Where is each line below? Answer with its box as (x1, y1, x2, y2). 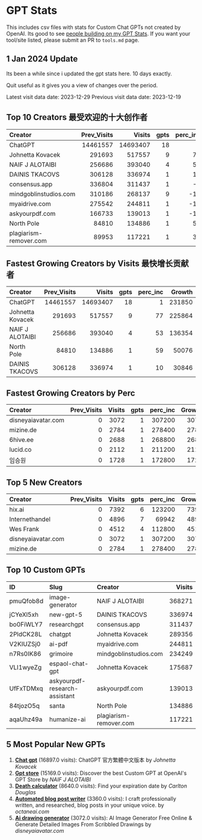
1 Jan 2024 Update (6, 54, 78, 64)
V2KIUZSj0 (9, 640, 41, 648)
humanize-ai (49, 715, 86, 724)
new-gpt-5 (49, 610, 83, 619)
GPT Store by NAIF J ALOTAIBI (14, 775, 91, 783)
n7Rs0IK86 (9, 649, 41, 658)
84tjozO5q (9, 701, 40, 710)
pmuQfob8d (9, 596, 44, 605)
